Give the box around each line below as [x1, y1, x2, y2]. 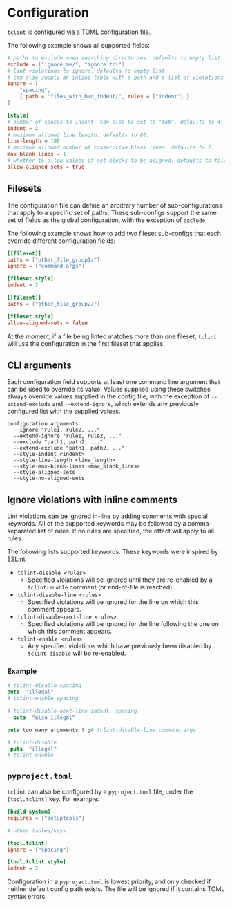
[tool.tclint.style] [7, 859, 67, 865]
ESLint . [7, 555, 28, 563]
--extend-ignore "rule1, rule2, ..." [13, 432, 122, 440]
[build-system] [7, 808, 51, 816]
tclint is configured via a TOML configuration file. [7, 28, 151, 36]
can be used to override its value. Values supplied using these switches [7, 385, 211, 394]
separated [7, 527, 37, 535]
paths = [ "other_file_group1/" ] [7, 256, 100, 264]
